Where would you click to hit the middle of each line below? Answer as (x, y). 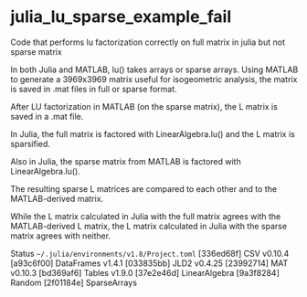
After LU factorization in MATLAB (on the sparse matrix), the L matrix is (144, 106)
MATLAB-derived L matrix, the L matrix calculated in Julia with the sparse (148, 226)
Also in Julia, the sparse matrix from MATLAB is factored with (126, 161)
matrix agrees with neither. (61, 236)
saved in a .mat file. (47, 116)
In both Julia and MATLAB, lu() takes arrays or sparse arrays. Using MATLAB (154, 69)
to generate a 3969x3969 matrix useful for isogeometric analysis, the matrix (154, 79)
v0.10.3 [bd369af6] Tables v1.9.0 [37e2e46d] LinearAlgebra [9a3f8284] (145, 272)
